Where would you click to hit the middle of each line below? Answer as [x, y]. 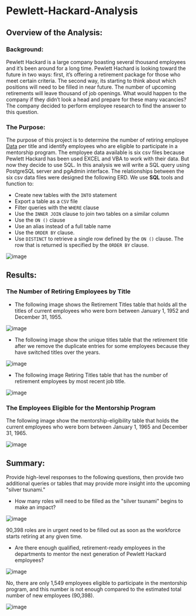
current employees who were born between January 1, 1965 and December [97, 427]
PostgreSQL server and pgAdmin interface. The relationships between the [95, 171]
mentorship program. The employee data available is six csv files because [95, 153]
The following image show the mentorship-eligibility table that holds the [92, 421]
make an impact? [35, 507]
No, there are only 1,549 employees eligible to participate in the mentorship [97, 582]
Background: [25, 49]
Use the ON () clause [40, 220]
